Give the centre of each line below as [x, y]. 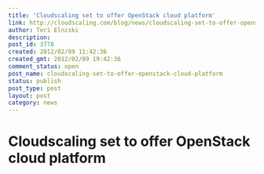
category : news [33, 103]
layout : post [29, 96]
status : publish [35, 81]
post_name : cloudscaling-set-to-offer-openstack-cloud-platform [115, 74]
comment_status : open [44, 67]
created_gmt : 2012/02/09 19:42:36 [65, 60]
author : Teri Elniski [44, 30]
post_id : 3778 [31, 45]
